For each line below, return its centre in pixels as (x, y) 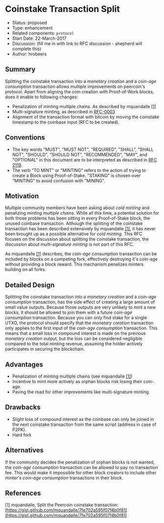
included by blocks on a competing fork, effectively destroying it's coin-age (82, 259)
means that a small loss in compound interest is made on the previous (75, 333)
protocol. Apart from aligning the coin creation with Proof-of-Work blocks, (80, 91)
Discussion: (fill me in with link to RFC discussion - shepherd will (77, 43)
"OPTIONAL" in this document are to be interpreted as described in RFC (84, 160)
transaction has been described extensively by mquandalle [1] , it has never (81, 229)
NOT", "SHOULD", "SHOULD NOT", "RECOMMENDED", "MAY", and (80, 154)
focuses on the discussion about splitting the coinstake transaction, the (77, 239)
